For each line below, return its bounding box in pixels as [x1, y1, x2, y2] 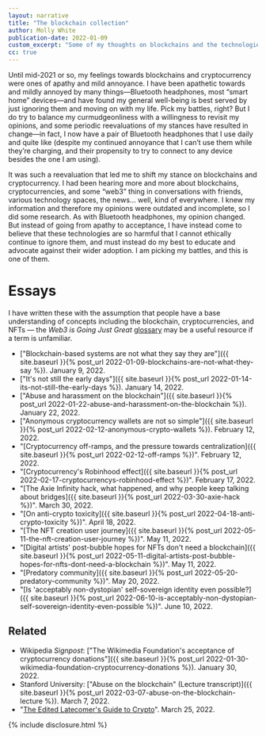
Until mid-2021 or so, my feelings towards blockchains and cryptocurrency [8, 71, 252, 79]
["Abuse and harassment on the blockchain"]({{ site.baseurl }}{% [19, 390, 233, 401]
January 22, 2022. [19, 408, 81, 417]
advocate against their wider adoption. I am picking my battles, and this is [8, 246, 249, 255]
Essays [8, 282, 57, 300]
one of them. [8, 255, 50, 263]
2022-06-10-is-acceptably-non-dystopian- [116, 592, 257, 603]
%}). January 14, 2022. [108, 382, 184, 392]
